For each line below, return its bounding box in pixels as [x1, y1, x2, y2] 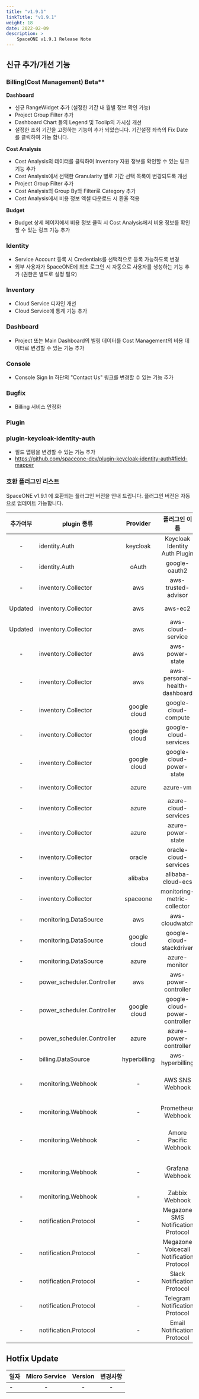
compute [165, 713, 190, 722]
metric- [166, 895, 188, 903]
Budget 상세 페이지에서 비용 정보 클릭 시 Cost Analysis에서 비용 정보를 [14, 219, 179, 226]
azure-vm [163, 783, 192, 791]
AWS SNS [163, 1076, 191, 1084]
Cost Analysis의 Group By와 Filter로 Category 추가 [14, 187, 136, 194]
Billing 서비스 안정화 [14, 403, 62, 410]
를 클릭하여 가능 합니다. [14, 133, 69, 140]
